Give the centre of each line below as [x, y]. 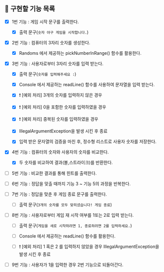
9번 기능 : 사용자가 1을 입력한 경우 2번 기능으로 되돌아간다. [68, 265]
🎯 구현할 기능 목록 [30, 9]
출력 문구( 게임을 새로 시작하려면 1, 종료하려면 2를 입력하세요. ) [75, 225]
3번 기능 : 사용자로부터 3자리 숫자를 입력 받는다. [57, 64]
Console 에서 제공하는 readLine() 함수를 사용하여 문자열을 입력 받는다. [87, 85]
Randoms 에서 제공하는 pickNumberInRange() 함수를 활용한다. [80, 53]
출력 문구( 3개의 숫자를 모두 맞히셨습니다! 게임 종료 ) [66, 204]
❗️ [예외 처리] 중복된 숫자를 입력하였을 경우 [59, 119]
